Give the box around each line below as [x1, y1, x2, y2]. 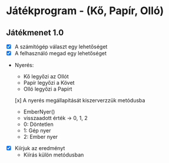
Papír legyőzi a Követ [23, 79, 75, 87]
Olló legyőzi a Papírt [23, 85, 72, 92]
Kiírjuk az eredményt [14, 145, 65, 152]
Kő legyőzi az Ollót [23, 73, 69, 80]
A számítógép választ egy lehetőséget [14, 43, 108, 50]
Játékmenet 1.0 [6, 28, 64, 38]
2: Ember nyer [23, 134, 58, 141]
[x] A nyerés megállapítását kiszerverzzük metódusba [14, 97, 145, 104]
